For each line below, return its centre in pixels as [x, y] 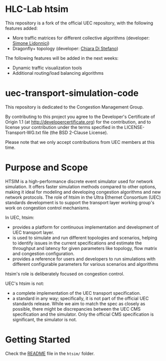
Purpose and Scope [47, 168]
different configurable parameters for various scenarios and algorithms [85, 264]
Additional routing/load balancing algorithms [58, 73]
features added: [22, 28]
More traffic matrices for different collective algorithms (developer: [81, 38]
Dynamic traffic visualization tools [47, 68]
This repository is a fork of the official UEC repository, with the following [79, 23]
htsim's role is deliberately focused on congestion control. [65, 274]
